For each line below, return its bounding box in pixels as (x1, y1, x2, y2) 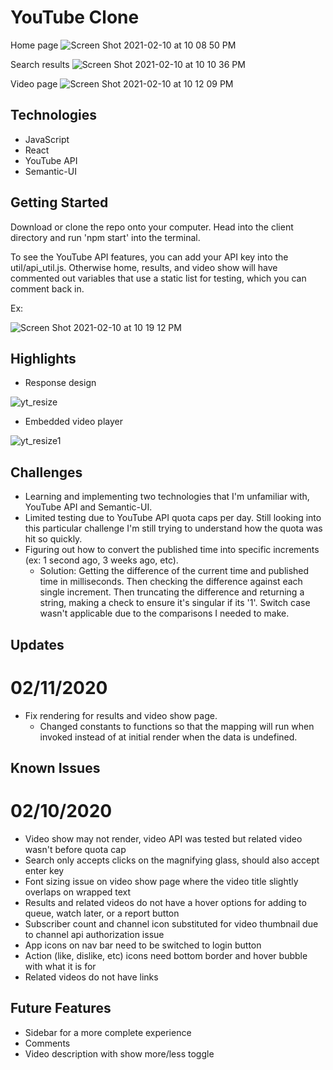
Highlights (10, 350, 77, 367)
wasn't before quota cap (24, 843, 127, 855)
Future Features (10, 1000, 112, 1017)
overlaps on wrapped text (24, 886, 132, 898)
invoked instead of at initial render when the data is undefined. (39, 731, 298, 743)
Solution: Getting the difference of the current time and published (39, 565, 310, 577)
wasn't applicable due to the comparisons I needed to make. (39, 607, 290, 620)
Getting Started (10, 194, 109, 211)
